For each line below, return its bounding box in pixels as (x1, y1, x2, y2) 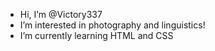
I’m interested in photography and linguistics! (19, 19, 206, 31)
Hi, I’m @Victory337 (19, 9, 103, 20)
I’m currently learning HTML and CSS (19, 30, 174, 41)
